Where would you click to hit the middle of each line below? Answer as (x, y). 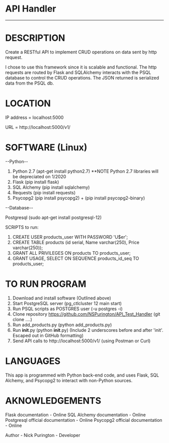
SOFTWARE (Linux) (46, 147)
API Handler (31, 9)
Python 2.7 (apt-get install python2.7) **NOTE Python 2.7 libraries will (85, 171)
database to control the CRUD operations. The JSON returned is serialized (82, 78)
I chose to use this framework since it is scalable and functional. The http (81, 67)
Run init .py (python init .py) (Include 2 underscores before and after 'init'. (88, 330)
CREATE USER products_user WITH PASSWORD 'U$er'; (70, 237)
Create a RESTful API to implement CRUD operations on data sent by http (81, 52)
